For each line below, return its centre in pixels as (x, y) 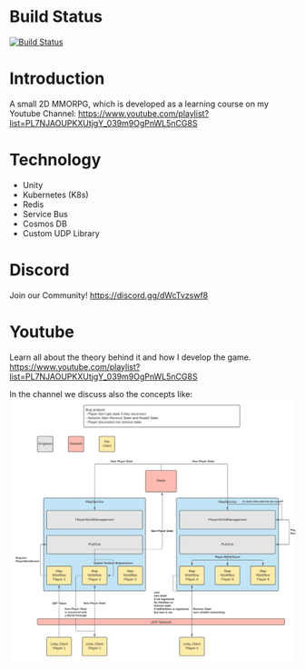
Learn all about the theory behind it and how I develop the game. (130, 357)
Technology (55, 160)
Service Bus (45, 214)
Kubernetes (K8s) (55, 195)
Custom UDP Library (61, 233)
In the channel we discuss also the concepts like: (101, 394)
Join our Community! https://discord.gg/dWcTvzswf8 (109, 295)
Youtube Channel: (43, 113)
